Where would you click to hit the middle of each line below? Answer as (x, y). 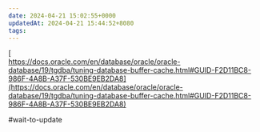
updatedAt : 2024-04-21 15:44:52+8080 (71, 23)
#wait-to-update (35, 120)
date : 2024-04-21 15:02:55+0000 (62, 16)
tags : (17, 30)
